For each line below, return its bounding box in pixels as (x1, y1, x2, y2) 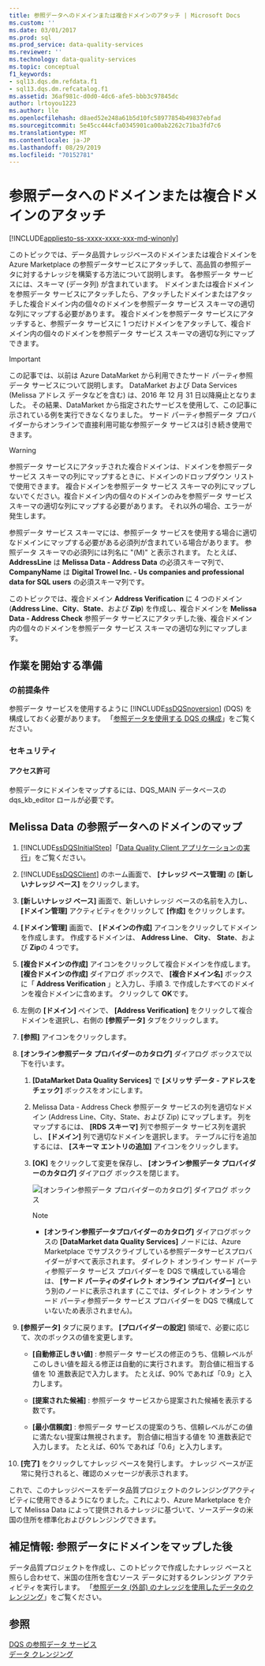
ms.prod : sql (9, 33, 52, 42)
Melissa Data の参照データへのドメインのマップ (9, 820, 243, 834)
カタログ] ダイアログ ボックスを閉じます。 (46, 1168, 184, 1178)
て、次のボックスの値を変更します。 (20, 1332, 137, 1342)
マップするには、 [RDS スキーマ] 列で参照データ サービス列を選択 (32, 1122, 246, 1131)
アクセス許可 (9, 766, 50, 775)
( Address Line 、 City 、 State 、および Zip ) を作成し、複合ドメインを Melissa (9, 604, 257, 614)
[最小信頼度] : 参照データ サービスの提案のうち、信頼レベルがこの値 (32, 1421, 253, 1432)
